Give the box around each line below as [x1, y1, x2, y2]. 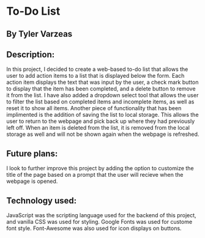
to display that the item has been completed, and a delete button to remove [6, 85, 196, 92]
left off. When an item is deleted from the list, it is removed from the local [6, 124, 190, 132]
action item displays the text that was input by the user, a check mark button [6, 78, 199, 86]
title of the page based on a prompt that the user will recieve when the [6, 171, 184, 179]
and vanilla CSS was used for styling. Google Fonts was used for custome [6, 218, 193, 226]
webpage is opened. [6, 177, 58, 185]
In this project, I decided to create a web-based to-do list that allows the [6, 65, 188, 73]
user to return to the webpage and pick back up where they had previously [6, 117, 195, 125]
